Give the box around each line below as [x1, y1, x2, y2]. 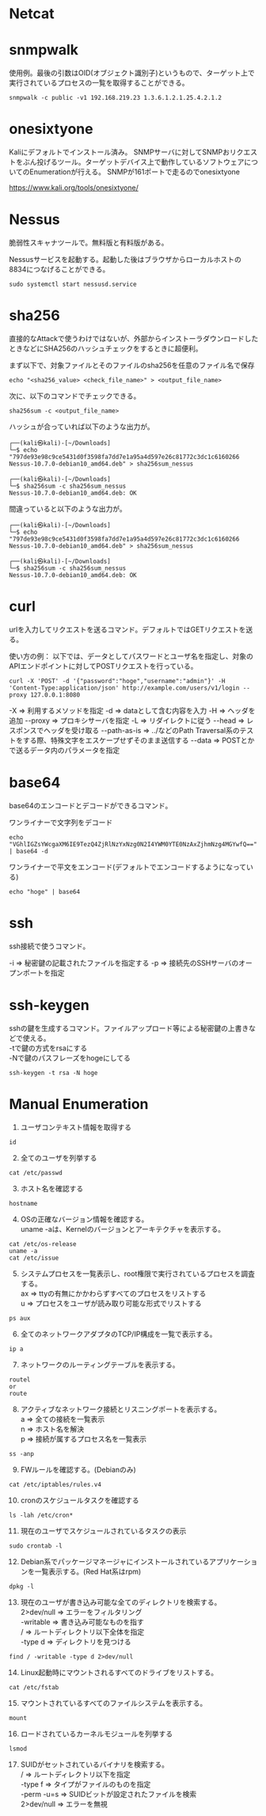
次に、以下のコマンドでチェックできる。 [9, 391, 141, 401]
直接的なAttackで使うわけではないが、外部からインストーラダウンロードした [9, 333, 259, 343]
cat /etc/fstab [9, 1683, 59, 1691]
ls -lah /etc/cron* [9, 1511, 74, 1519]
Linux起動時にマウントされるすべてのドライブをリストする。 [20, 1667, 218, 1677]
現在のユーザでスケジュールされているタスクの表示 [20, 1525, 187, 1536]
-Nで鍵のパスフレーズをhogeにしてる [9, 1053, 131, 1062]
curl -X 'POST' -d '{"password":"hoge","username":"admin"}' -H [9, 677, 226, 685]
